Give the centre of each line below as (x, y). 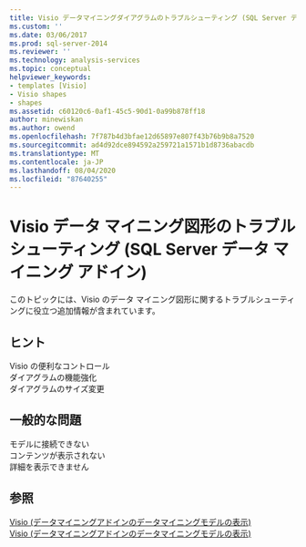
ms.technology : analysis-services (75, 60)
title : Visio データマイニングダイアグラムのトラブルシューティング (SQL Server (148, 18)
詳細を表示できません (49, 467)
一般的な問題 (46, 420)
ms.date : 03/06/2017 (49, 35)
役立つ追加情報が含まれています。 (97, 311)
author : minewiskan (46, 119)
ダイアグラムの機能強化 (53, 377)
